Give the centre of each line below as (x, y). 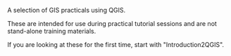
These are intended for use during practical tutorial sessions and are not (112, 23)
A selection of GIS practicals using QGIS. (67, 10)
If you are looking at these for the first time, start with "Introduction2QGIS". (115, 44)
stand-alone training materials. (52, 31)
